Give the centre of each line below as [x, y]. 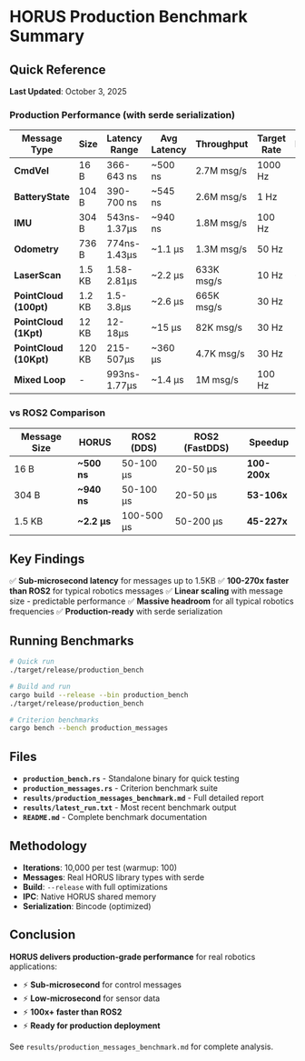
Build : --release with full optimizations [95, 886]
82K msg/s [219, 327]
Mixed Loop [40, 380]
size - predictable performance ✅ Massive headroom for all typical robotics [152, 601]
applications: [33, 966]
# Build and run [40, 686]
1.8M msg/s [221, 223]
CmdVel [32, 171]
